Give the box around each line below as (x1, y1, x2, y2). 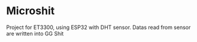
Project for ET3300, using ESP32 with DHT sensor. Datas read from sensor (6, 24, 191, 31)
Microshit (6, 4, 55, 18)
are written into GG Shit (6, 30, 64, 37)
